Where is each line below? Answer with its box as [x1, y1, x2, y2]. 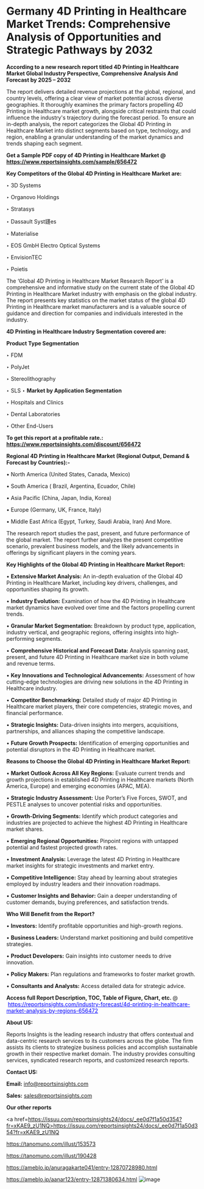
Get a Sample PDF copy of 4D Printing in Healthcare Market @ [6, 151, 166, 159]
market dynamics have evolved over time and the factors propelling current [6, 604, 195, 611]
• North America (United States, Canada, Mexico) [6, 470, 131, 478]
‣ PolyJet [6, 363, 30, 370]
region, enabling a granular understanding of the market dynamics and [6, 133, 184, 141]
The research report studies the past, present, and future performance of [6, 529, 190, 537]
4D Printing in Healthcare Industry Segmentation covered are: [6, 328, 166, 335]
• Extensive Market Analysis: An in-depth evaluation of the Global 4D [6, 573, 183, 580]
